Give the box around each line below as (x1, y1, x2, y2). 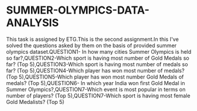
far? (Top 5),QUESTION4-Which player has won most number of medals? (6, 67, 185, 74)
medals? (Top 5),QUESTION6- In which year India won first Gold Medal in (6, 79, 185, 86)
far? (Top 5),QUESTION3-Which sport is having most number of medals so (6, 60, 188, 68)
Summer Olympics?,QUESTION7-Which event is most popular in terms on (6, 86, 186, 93)
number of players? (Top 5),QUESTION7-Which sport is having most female (6, 92, 191, 99)
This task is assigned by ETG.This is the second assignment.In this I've (6, 35, 179, 43)
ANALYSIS (6, 16, 59, 30)
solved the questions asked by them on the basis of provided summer (6, 42, 177, 49)
